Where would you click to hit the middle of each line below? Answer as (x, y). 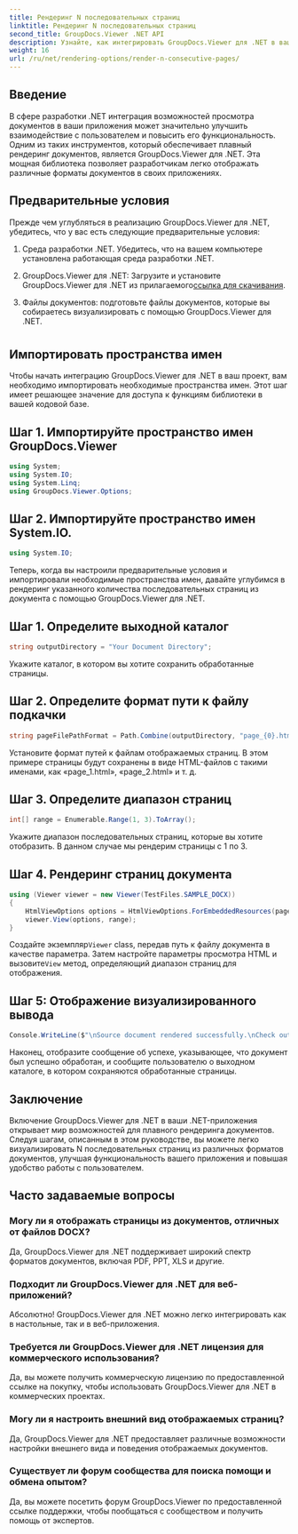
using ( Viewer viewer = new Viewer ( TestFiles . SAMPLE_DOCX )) (123, 895)
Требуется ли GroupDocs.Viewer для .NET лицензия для (137, 1346)
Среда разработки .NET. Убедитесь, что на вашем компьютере (142, 249)
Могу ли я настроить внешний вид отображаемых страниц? (147, 1419)
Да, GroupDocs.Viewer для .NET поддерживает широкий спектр (130, 1251)
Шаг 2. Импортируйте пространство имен (133, 519)
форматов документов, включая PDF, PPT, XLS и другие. (117, 1261)
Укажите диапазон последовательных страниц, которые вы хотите (136, 837)
